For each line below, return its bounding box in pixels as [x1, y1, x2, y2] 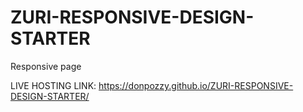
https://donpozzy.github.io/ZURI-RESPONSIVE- [98, 79, 294, 91]
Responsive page [10, 60, 82, 72]
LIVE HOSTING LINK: [10, 79, 97, 91]
